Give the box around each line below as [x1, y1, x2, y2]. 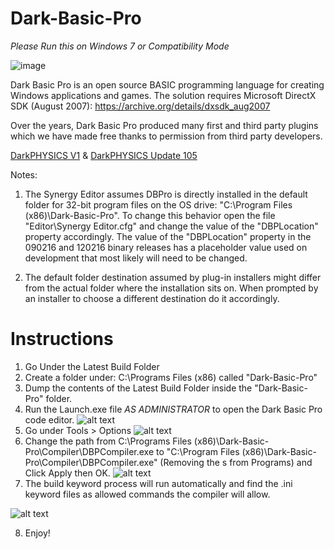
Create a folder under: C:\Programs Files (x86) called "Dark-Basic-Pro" [24, 371, 318, 383]
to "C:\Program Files [156, 445, 240, 457]
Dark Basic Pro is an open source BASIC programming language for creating [10, 78, 325, 91]
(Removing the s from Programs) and [159, 456, 313, 468]
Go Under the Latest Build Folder [24, 360, 160, 372]
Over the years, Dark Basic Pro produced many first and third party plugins [10, 119, 319, 131]
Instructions [10, 328, 114, 351]
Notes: [10, 168, 38, 181]
